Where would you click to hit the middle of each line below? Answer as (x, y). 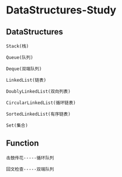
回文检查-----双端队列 (30, 169)
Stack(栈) (18, 46)
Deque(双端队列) (24, 69)
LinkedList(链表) (26, 80)
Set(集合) (17, 126)
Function (22, 143)
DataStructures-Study (61, 10)
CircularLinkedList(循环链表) (41, 103)
